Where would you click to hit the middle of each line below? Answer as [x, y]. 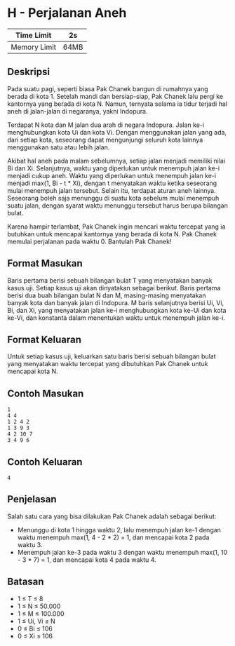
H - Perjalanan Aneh [67, 13]
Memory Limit [33, 47]
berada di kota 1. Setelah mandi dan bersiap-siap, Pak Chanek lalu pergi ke [115, 96]
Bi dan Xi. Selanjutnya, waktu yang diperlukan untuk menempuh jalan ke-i [113, 168]
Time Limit [33, 35]
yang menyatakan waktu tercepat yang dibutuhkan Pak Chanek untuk [108, 364]
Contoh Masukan [46, 393]
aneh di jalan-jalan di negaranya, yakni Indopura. [78, 111]
